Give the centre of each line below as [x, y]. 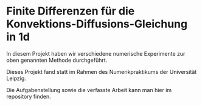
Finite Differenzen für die [71, 11]
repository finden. [29, 96]
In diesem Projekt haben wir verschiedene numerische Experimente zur [96, 53]
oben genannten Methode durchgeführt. [57, 60]
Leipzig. [16, 78]
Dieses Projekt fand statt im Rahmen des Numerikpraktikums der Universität [102, 71]
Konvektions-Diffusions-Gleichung [97, 24]
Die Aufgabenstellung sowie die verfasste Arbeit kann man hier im [89, 90]
